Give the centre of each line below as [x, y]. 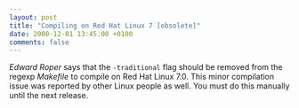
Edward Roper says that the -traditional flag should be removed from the [146, 67]
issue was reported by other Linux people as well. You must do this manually [149, 86]
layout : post [33, 17]
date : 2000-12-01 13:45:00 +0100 [71, 34]
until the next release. [49, 96]
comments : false [39, 42]
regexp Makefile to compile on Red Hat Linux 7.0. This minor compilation [142, 77]
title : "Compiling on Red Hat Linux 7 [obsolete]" [105, 26]
